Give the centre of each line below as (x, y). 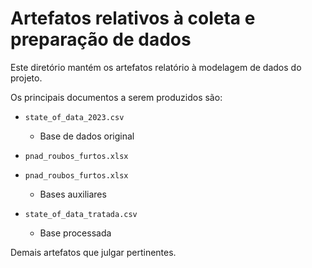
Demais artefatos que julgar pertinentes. (93, 252)
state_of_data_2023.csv (74, 117)
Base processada (75, 233)
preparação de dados (101, 39)
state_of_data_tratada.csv (81, 214)
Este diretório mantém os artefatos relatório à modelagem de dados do (156, 67)
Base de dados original (87, 136)
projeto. (26, 78)
